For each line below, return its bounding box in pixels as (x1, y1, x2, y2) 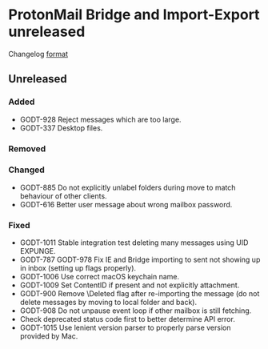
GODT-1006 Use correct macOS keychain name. (19, 272, 180, 282)
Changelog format (8, 49, 69, 58)
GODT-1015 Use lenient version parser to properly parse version (19, 323, 231, 333)
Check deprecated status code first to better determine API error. (19, 315, 236, 324)
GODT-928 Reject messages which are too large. (19, 114, 182, 124)
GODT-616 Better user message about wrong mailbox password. (19, 199, 233, 209)
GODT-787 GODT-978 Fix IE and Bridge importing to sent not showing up (19, 255, 261, 265)
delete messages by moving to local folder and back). (19, 298, 198, 307)
